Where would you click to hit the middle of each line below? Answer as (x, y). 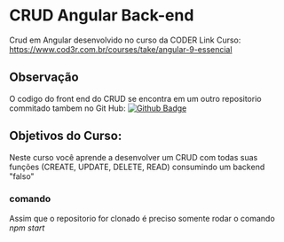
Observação (44, 78)
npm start (27, 228)
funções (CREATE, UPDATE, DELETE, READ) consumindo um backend (137, 167)
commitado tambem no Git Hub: (67, 108)
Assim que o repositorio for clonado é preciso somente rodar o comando (142, 218)
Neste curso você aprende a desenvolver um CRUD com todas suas (134, 157)
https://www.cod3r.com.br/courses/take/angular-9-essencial (121, 49)
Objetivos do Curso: (66, 136)
